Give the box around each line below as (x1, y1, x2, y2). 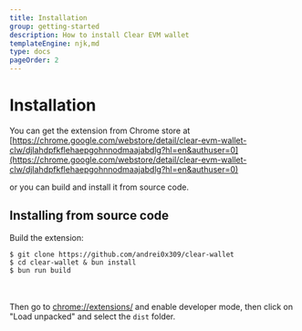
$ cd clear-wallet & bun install (9, 257, 137, 267)
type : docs (9, 47, 51, 57)
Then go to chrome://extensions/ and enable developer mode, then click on (9, 301, 294, 312)
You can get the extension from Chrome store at (9, 125, 191, 136)
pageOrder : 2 (9, 56, 59, 65)
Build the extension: (9, 232, 84, 243)
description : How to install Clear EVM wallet (9, 30, 190, 39)
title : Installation (9, 13, 89, 23)
